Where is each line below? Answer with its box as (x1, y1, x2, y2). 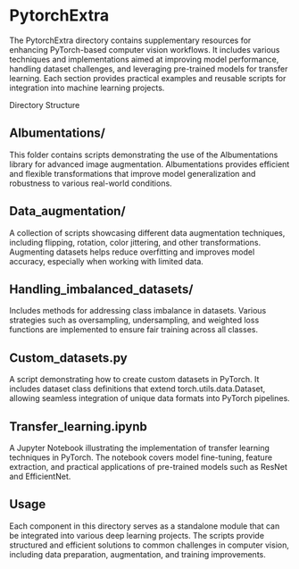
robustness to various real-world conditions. (9, 178, 172, 188)
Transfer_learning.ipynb (9, 419, 147, 434)
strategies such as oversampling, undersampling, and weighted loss (9, 314, 260, 326)
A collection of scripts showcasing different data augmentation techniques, (9, 227, 286, 238)
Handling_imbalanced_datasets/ (9, 281, 194, 297)
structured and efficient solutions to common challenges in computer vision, (9, 540, 290, 550)
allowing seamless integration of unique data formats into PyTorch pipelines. (9, 393, 290, 404)
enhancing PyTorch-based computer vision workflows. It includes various (9, 44, 280, 54)
